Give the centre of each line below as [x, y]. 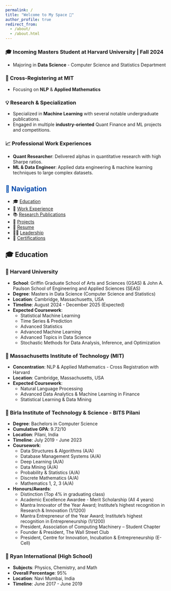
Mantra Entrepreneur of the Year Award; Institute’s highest [81, 516]
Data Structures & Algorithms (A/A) [57, 451]
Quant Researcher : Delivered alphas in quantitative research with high [87, 157]
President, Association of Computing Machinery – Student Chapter [90, 527]
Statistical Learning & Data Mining [56, 399]
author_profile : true [28, 19]
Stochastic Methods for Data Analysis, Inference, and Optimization [90, 342]
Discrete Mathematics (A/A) [50, 478]
